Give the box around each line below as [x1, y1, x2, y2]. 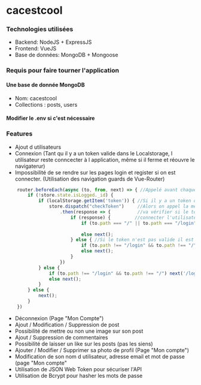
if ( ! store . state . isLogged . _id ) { [28, 192, 114, 198]
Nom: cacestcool [14, 94, 57, 102]
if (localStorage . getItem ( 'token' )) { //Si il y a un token [38, 198, 191, 204]
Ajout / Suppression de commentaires [14, 333, 108, 341]
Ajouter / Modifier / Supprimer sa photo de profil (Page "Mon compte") [14, 346, 190, 354]
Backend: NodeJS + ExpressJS [14, 38, 92, 46]
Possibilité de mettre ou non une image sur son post [14, 327, 144, 335]
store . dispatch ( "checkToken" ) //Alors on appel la [48, 203, 188, 210]
